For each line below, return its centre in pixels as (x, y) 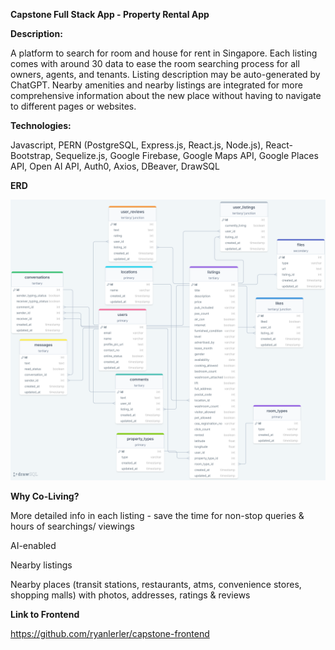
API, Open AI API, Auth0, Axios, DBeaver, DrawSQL (115, 166)
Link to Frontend (45, 614)
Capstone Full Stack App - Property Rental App (110, 14)
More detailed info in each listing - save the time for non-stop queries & (157, 515)
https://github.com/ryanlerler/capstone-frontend (110, 633)
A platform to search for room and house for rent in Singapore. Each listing (164, 53)
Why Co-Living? (45, 496)
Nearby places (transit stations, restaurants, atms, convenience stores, (156, 584)
